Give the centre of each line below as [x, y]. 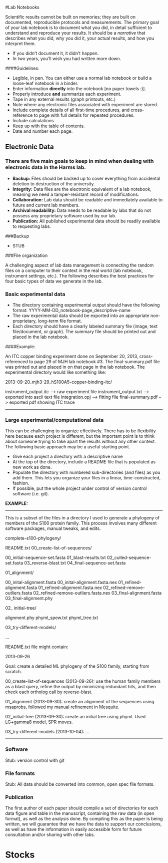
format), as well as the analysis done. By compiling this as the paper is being [84, 819]
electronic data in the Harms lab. [45, 167]
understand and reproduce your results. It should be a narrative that [75, 33]
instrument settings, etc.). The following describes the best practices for [79, 275]
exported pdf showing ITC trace [42, 402]
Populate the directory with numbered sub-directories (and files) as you [86, 472]
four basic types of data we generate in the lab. [54, 281]
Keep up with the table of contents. [48, 126]
